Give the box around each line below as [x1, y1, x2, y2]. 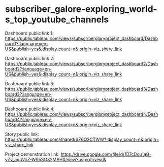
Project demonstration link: [5, 151, 60, 157]
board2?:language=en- [5, 66, 52, 72]
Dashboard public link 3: [5, 80, 55, 87]
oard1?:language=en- [5, 40, 49, 46]
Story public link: [5, 131, 39, 137]
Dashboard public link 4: [5, 106, 55, 112]
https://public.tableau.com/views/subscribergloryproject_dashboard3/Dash [5, 86, 158, 92]
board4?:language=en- [5, 116, 52, 122]
